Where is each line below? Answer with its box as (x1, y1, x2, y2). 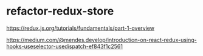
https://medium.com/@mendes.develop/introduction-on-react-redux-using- (6, 36, 198, 43)
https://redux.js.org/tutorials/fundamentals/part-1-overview (6, 24, 155, 32)
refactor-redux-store (6, 4, 114, 18)
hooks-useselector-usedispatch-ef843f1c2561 (6, 43, 123, 50)
